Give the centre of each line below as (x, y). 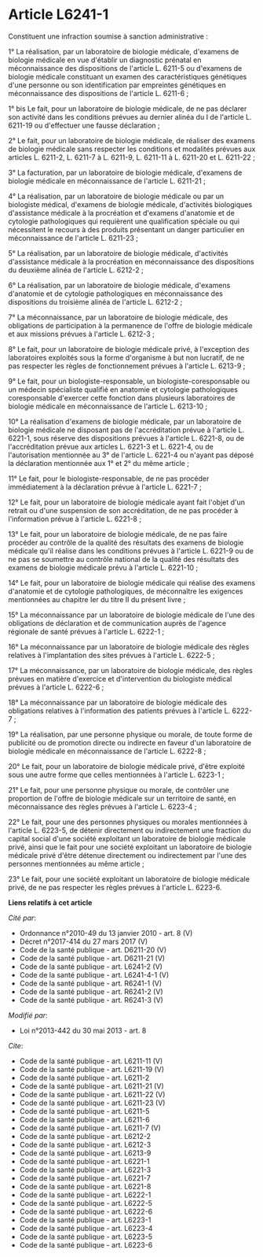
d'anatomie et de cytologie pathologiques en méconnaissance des (116, 294)
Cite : (16, 1045)
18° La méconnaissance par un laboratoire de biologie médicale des (118, 702)
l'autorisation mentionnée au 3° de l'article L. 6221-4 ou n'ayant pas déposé (131, 455)
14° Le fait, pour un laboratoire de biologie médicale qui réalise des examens (132, 582)
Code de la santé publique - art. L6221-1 (84, 1161)
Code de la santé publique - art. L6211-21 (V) (91, 1086)
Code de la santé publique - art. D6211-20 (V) (93, 949)
